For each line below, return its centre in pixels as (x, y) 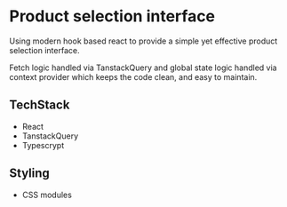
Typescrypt (43, 145)
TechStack (40, 105)
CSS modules (47, 195)
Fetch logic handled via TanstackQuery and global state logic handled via (143, 68)
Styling (30, 174)
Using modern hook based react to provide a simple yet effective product (143, 41)
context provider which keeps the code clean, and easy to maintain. (133, 76)
